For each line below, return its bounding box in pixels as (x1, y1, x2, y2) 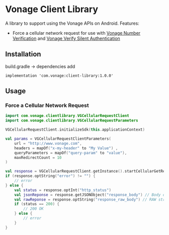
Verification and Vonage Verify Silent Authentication (12, 35, 121, 41)
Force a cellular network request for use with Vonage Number (12, 30, 141, 36)
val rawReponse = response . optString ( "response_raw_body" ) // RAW (14, 197, 156, 202)
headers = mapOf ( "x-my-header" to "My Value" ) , (14, 145, 118, 151)
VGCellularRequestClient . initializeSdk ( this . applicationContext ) (5, 127, 145, 132)
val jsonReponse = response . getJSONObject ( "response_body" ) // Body (14, 192, 161, 197)
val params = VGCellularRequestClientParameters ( (5, 136, 112, 142)
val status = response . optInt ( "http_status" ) (14, 188, 112, 193)
